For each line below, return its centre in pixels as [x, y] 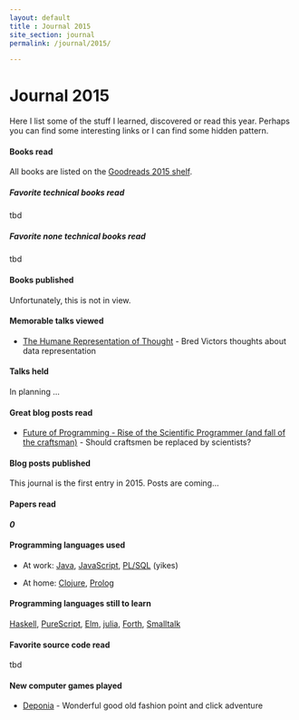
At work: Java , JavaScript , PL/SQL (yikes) [100, 565]
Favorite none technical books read [78, 236]
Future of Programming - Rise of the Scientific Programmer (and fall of [154, 433]
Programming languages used [68, 545]
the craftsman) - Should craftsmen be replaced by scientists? [137, 442]
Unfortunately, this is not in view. [70, 300]
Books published [42, 280]
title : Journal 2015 [50, 26]
